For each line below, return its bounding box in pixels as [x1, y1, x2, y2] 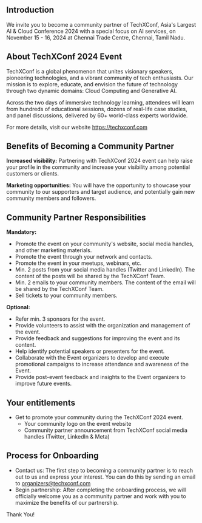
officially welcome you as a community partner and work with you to [15, 492, 186, 500]
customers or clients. [6, 170, 59, 177]
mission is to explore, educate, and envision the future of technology [6, 80, 178, 87]
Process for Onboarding [6, 451, 99, 461]
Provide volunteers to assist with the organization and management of [15, 322, 190, 329]
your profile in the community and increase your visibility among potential [6, 163, 190, 171]
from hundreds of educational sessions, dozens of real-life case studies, [6, 105, 187, 112]
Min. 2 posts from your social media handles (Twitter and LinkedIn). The [15, 266, 195, 273]
